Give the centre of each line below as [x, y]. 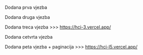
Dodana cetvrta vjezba [29, 37]
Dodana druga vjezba [28, 17]
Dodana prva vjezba [26, 7]
